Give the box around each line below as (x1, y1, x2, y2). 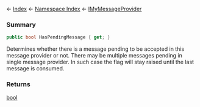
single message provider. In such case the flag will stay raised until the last (6, 58, 194, 66)
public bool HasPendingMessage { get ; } (6, 34, 111, 40)
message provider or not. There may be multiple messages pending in (6, 52, 183, 59)
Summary (6, 20, 37, 29)
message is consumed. (6, 65, 65, 72)
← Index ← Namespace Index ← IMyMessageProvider (6, 6, 142, 12)
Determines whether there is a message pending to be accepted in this (6, 45, 185, 53)
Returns (6, 80, 30, 89)
